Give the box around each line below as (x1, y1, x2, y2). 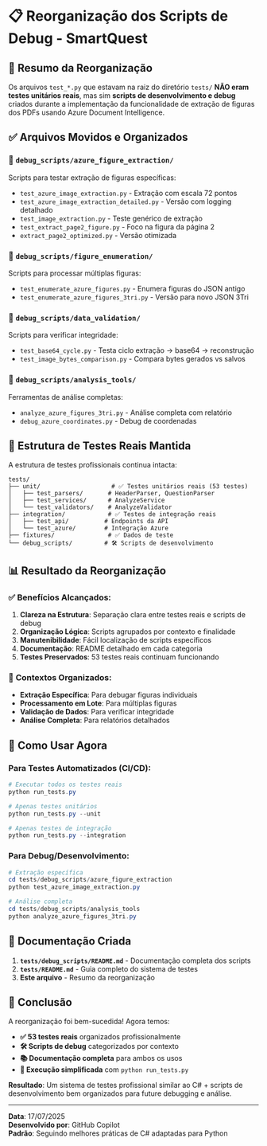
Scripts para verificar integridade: (8, 331, 118, 340)
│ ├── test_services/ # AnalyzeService (8, 496, 165, 505)
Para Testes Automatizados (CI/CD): (8, 762, 151, 773)
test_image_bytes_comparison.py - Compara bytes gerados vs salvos (19, 354, 246, 364)
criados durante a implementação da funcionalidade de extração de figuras (8, 100, 255, 108)
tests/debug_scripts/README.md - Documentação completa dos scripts (19, 956, 252, 965)
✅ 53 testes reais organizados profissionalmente (19, 1032, 181, 1042)
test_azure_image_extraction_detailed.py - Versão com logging (19, 197, 232, 206)
